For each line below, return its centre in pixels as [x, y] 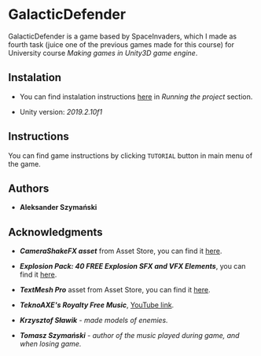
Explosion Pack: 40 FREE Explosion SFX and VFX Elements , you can [132, 266]
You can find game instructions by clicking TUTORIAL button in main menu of [130, 156]
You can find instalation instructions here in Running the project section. [136, 97]
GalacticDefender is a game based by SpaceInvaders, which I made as [123, 36]
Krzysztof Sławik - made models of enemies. [94, 321]
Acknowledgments [56, 232]
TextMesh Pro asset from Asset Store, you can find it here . [115, 290]
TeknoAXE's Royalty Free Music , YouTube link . [97, 305]
